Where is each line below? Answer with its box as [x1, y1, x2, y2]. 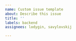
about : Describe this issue [5, 11, 62, 16]
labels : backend [5, 20, 38, 25]
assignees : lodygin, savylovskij [5, 25, 72, 30]
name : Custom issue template [5, 7, 63, 12]
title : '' [5, 16, 25, 20]
